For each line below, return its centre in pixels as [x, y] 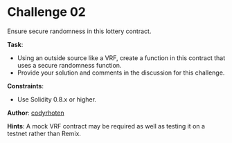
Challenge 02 [47, 12]
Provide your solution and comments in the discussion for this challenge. [121, 73]
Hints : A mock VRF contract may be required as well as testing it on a [106, 126]
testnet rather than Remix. [44, 133]
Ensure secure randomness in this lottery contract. [79, 31]
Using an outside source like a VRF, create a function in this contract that [121, 58]
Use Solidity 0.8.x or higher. [57, 99]
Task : [15, 44]
